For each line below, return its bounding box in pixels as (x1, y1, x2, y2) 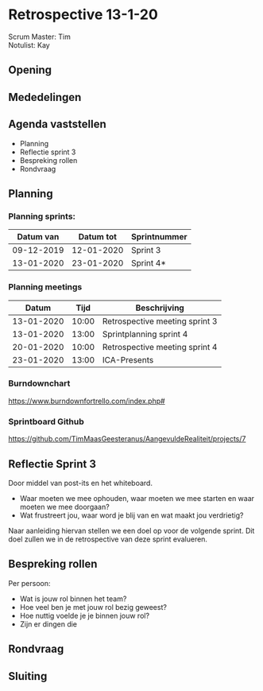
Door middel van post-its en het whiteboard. (8, 478, 153, 487)
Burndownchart (8, 378, 71, 389)
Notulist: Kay (8, 40, 50, 49)
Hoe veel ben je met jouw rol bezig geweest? (19, 602, 167, 611)
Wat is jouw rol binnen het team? (19, 594, 127, 604)
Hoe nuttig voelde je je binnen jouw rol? (19, 611, 149, 620)
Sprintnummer (130, 231, 188, 243)
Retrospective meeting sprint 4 (102, 341, 218, 352)
